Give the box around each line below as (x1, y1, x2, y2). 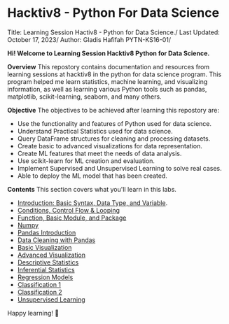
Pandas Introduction (17, 228, 76, 237)
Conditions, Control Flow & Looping (17, 206, 120, 214)
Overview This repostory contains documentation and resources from (7, 62, 210, 71)
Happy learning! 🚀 (7, 309, 60, 317)
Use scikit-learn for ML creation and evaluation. (17, 156, 155, 165)
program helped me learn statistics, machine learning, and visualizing (7, 77, 208, 85)
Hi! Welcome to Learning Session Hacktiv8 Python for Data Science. (7, 49, 210, 57)
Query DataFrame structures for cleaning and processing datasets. (17, 134, 211, 143)
